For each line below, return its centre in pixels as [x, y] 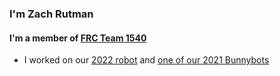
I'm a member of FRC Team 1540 [78, 38]
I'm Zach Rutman [51, 14]
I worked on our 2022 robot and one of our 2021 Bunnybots [146, 60]
